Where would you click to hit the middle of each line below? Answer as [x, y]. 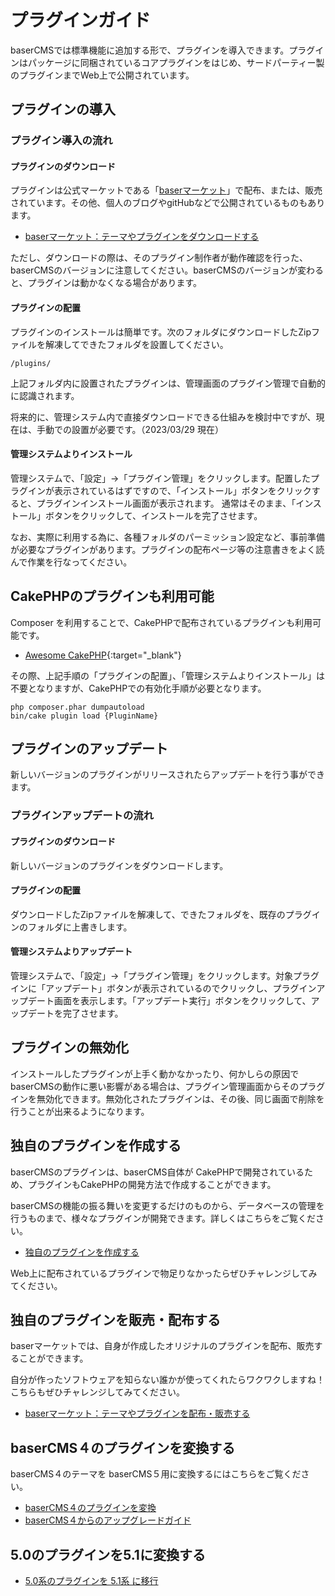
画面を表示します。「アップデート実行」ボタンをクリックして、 [182, 1001]
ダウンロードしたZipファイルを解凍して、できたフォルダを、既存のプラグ [161, 914]
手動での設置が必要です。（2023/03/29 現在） [130, 429]
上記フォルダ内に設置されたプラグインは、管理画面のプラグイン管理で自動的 [168, 383]
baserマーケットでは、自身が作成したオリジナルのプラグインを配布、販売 [162, 1346]
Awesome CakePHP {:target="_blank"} [103, 655]
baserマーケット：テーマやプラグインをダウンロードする [142, 237]
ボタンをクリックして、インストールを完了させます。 [153, 515]
